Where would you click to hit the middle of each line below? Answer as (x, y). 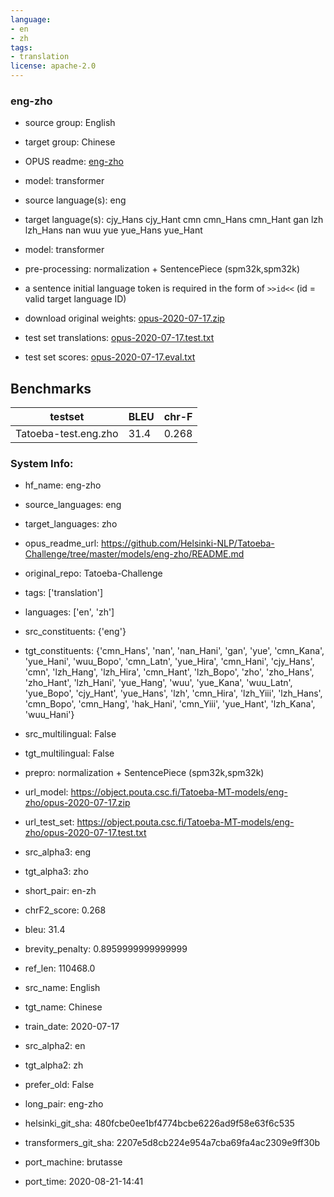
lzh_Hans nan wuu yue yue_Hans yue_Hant (113, 230)
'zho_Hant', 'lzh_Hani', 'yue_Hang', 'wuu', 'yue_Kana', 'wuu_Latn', (158, 683)
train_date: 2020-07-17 (72, 1027)
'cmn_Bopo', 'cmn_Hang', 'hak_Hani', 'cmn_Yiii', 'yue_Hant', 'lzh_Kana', (170, 704)
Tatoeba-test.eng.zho (67, 434)
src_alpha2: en (55, 1046)
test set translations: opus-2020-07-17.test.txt (119, 338)
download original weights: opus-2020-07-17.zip (124, 318)
